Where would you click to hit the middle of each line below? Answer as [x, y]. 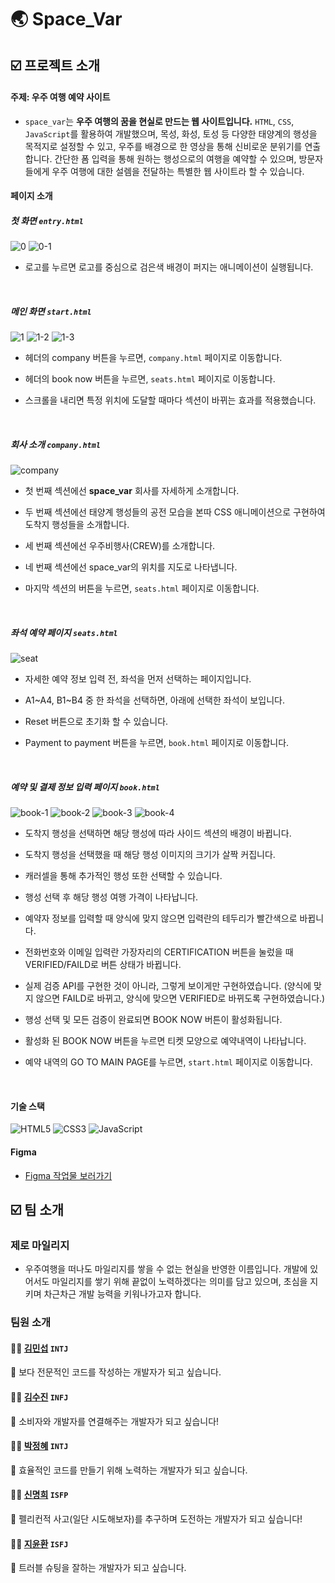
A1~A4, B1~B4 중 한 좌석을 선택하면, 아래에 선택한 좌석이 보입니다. [154, 700]
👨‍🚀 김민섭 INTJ [39, 1348]
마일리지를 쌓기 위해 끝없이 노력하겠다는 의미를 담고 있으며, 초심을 [179, 1282]
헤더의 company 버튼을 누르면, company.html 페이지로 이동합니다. [153, 358]
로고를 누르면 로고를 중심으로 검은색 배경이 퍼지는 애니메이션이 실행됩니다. [169, 267]
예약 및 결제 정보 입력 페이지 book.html [85, 787]
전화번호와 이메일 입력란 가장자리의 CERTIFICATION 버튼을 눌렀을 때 [159, 952]
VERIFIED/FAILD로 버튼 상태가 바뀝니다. [103, 965]
